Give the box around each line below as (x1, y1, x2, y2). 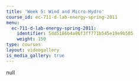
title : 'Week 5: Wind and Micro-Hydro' (6, 8, 105, 15)
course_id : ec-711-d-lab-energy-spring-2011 (6, 14, 118, 20)
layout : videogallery (6, 47, 60, 53)
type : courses (6, 42, 41, 48)
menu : (6, 20, 20, 25)
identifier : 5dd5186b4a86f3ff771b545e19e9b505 (17, 31, 134, 37)
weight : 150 (17, 36, 46, 42)
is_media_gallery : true (6, 53, 65, 59)
